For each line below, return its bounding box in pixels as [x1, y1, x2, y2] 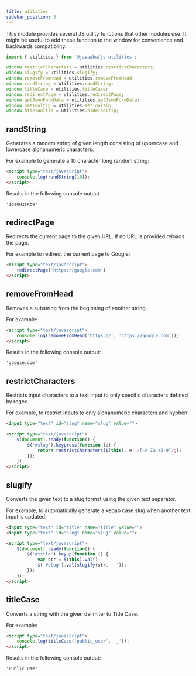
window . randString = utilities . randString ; [6, 81, 114, 87]
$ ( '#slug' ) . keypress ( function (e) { [27, 442, 116, 448]
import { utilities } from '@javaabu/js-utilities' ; [6, 54, 137, 60]
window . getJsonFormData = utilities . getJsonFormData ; [6, 97, 140, 103]
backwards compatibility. [6, 42, 67, 50]
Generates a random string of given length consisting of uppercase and [6, 140, 178, 147]
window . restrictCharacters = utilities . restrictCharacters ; [6, 64, 156, 70]
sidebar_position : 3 [6, 14, 57, 20]
